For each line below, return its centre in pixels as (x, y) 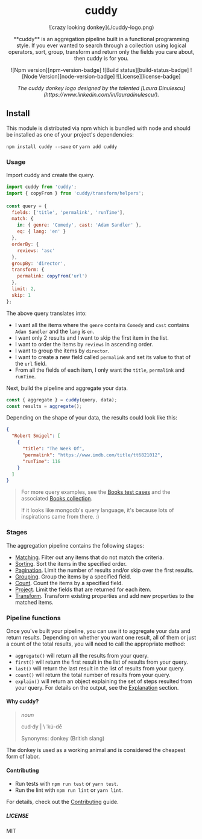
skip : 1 (21, 295)
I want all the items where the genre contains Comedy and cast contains (102, 325)
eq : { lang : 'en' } (42, 232)
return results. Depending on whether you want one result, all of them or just (101, 637)
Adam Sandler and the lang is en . (55, 331)
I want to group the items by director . (62, 351)
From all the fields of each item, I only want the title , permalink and (100, 370)
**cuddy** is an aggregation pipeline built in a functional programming (101, 39)
